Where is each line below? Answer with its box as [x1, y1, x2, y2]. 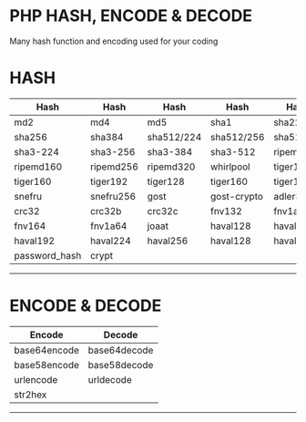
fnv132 [210, 204, 243, 217]
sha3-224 [14, 145, 59, 158]
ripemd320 [147, 160, 196, 173]
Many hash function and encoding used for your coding [9, 36, 219, 46]
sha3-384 [147, 145, 193, 158]
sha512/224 [147, 130, 202, 143]
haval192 [14, 234, 56, 247]
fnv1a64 [89, 220, 127, 232]
